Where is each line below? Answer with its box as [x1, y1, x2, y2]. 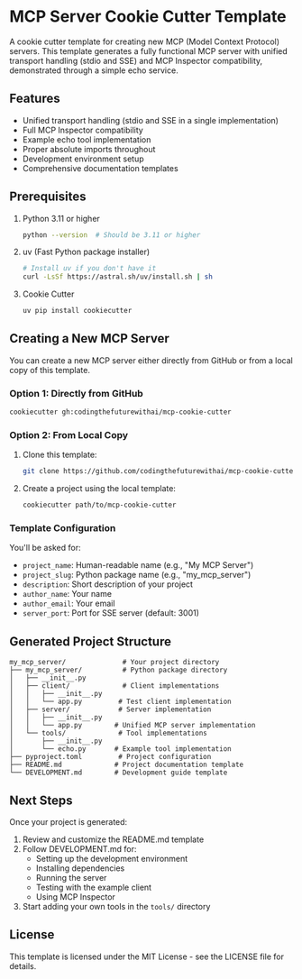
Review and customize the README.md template [22, 834, 205, 845]
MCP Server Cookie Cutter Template [9, 6, 287, 27]
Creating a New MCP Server [9, 331, 169, 346]
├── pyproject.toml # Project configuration [9, 753, 212, 762]
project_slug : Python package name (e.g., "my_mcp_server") [22, 570, 252, 581]
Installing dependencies [35, 863, 125, 874]
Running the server [35, 873, 107, 883]
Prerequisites [9, 189, 87, 205]
